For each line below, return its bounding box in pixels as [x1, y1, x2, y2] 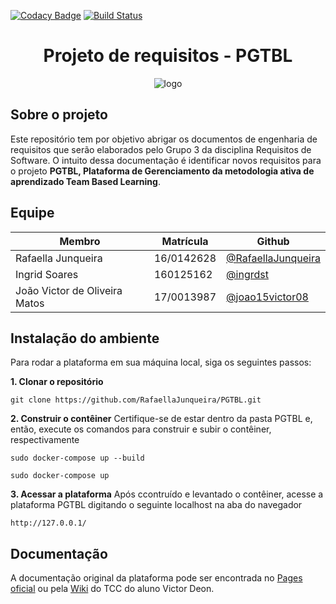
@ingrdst [226, 267, 269, 281]
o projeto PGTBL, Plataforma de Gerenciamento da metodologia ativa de [10, 165, 315, 177]
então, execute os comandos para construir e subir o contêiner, [10, 423, 272, 435]
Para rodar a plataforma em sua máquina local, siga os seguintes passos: [10, 356, 312, 369]
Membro [59, 234, 101, 248]
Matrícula [161, 234, 209, 248]
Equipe [10, 205, 55, 222]
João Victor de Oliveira [15, 283, 123, 297]
